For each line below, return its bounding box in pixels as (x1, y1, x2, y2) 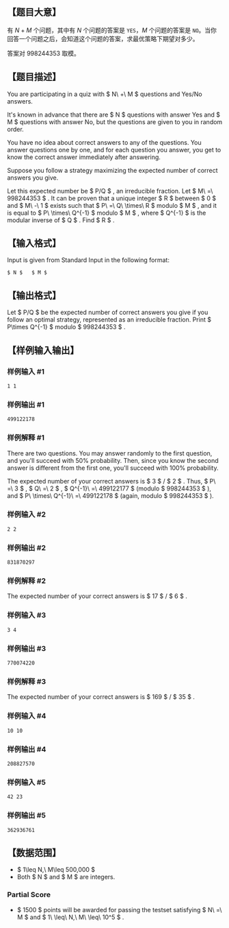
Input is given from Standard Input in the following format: (7, 256, 170, 264)
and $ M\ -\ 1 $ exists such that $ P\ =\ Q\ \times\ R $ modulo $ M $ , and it (7, 201, 217, 209)
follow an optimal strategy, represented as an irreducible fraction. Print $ (7, 316, 212, 324)
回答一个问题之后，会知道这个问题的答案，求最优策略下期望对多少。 (7, 34, 199, 43)
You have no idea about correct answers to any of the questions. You (7, 138, 202, 146)
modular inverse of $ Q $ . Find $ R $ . (7, 215, 115, 224)
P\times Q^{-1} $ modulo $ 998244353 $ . (7, 323, 126, 331)
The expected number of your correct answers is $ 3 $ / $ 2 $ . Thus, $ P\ (7, 477, 216, 485)
